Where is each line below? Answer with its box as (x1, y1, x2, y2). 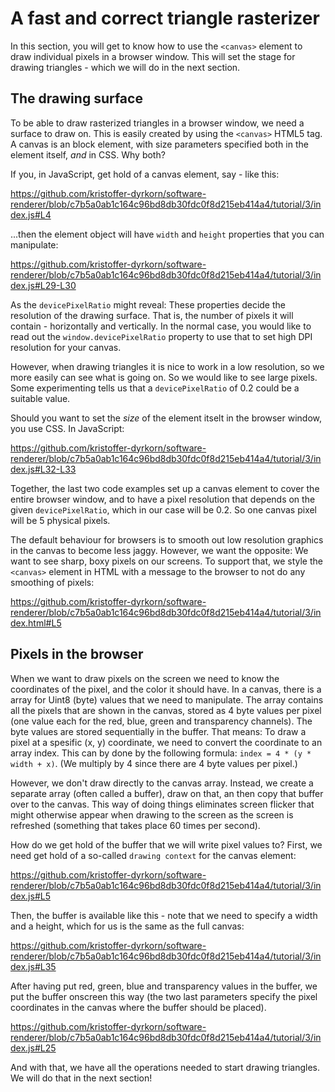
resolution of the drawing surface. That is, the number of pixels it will (10, 309, 294, 321)
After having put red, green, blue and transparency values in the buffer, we (10, 980, 318, 992)
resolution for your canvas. (10, 341, 122, 353)
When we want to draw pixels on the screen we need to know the (10, 672, 280, 684)
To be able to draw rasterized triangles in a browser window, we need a (10, 117, 305, 129)
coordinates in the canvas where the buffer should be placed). (10, 1001, 267, 1013)
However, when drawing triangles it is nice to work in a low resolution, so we (10, 360, 325, 372)
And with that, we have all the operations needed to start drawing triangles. (10, 1061, 320, 1073)
